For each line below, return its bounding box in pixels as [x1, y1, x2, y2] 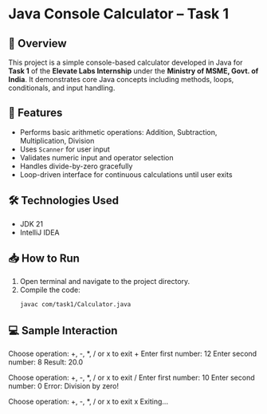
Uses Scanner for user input [19, 144, 110, 154]
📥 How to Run [8, 252, 80, 266]
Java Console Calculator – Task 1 [8, 5, 230, 23]
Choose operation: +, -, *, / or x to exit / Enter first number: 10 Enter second [8, 373, 255, 383]
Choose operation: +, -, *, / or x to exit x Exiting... [8, 396, 169, 407]
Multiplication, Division [19, 136, 95, 145]
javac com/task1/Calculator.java [19, 301, 132, 309]
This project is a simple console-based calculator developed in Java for [8, 57, 243, 67]
